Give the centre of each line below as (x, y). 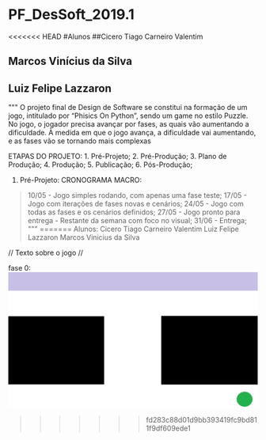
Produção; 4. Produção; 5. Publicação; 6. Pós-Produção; (101, 165)
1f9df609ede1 (169, 428)
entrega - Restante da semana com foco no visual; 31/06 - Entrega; (137, 221)
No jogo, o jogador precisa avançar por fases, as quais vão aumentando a (129, 124)
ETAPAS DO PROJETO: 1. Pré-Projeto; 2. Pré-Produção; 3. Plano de (118, 157)
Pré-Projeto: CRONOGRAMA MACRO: (81, 180)
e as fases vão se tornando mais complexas (80, 141)
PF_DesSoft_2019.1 (71, 15)
